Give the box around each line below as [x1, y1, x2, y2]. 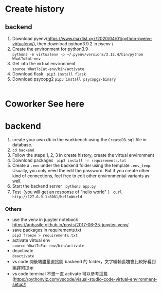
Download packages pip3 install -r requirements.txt [12, 157, 126, 164]
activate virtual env [12, 237, 51, 243]
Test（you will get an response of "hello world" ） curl [12, 189, 122, 195]
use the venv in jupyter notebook [12, 217, 78, 222]
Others [5, 206, 22, 213]
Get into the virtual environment [12, 61, 76, 66]
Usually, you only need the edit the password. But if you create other [12, 168, 150, 174]
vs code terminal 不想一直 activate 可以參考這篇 [12, 271, 108, 277]
